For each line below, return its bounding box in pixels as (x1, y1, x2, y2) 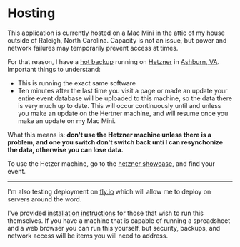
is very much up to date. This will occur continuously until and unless (17, 101, 221, 110)
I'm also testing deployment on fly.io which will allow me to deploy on (7, 187, 211, 196)
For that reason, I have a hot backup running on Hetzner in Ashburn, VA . (7, 57, 220, 65)
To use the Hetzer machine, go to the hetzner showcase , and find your (7, 159, 216, 168)
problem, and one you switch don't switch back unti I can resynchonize (7, 137, 224, 147)
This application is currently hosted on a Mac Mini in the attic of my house (7, 28, 225, 37)
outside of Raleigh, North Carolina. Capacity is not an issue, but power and (7, 36, 227, 44)
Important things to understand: (7, 65, 101, 73)
